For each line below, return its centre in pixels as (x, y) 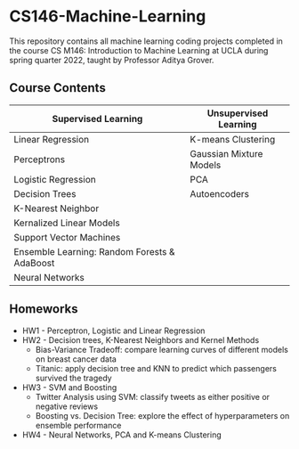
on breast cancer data (76, 359)
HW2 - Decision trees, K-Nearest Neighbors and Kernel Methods (141, 339)
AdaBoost (34, 263)
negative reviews (67, 406)
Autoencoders (220, 193)
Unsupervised (238, 113)
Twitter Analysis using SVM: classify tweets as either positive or (152, 396)
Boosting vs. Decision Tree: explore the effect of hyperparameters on (162, 415)
